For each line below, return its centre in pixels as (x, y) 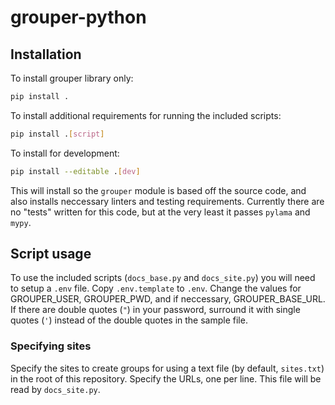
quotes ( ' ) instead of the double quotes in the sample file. (129, 320)
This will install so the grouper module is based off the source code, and (158, 190)
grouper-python (78, 17)
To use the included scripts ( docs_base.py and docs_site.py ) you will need (163, 278)
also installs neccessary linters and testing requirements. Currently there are (167, 201)
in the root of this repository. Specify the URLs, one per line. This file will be (166, 378)
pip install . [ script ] (57, 134)
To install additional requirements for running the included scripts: (146, 115)
